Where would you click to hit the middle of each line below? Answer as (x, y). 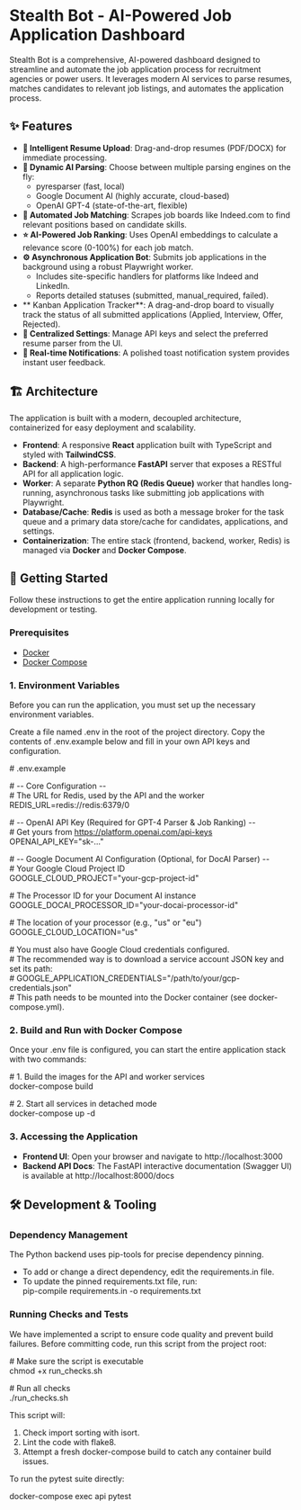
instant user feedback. (64, 362)
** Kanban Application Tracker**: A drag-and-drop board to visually (148, 305)
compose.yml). (37, 1007)
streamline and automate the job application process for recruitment (135, 69)
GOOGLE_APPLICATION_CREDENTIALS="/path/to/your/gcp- (128, 978)
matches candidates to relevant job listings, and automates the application (147, 88)
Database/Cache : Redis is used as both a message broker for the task (153, 512)
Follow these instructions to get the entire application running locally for (142, 600)
